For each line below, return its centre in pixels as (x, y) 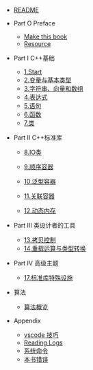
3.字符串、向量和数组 (53, 88)
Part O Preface (35, 23)
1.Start (33, 72)
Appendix (27, 320)
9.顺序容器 (38, 167)
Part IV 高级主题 (36, 263)
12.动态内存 (40, 210)
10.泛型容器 (40, 181)
